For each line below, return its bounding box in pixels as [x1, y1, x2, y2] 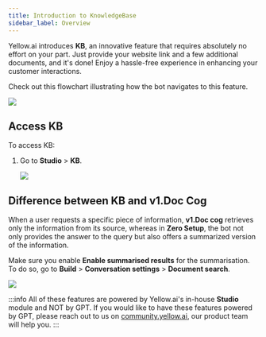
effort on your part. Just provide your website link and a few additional [8, 49, 238, 59]
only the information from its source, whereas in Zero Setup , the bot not [8, 223, 244, 233]
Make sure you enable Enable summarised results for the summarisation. [8, 256, 250, 265]
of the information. [8, 240, 69, 250]
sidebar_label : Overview [8, 19, 91, 27]
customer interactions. [8, 66, 82, 76]
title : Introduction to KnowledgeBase [8, 11, 137, 20]
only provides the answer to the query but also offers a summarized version [8, 232, 256, 242]
